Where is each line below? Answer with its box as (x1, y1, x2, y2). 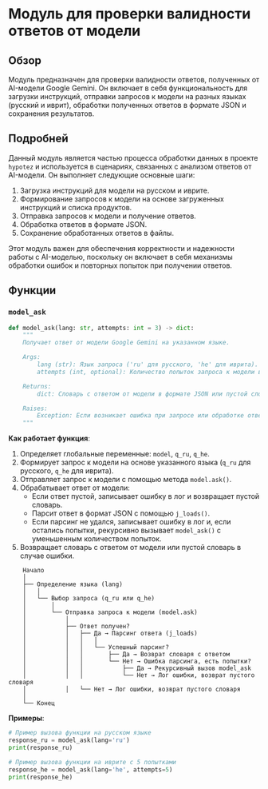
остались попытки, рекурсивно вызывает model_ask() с (31, 525, 222, 536)
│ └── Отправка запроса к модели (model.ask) (22, 608, 198, 616)
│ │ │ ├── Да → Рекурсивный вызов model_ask (22, 664, 251, 672)
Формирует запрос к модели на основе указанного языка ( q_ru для (19, 457, 251, 468)
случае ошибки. (19, 551, 74, 560)
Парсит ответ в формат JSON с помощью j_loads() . (31, 508, 211, 518)
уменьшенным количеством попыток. (31, 534, 162, 544)
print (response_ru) (8, 743, 73, 751)
